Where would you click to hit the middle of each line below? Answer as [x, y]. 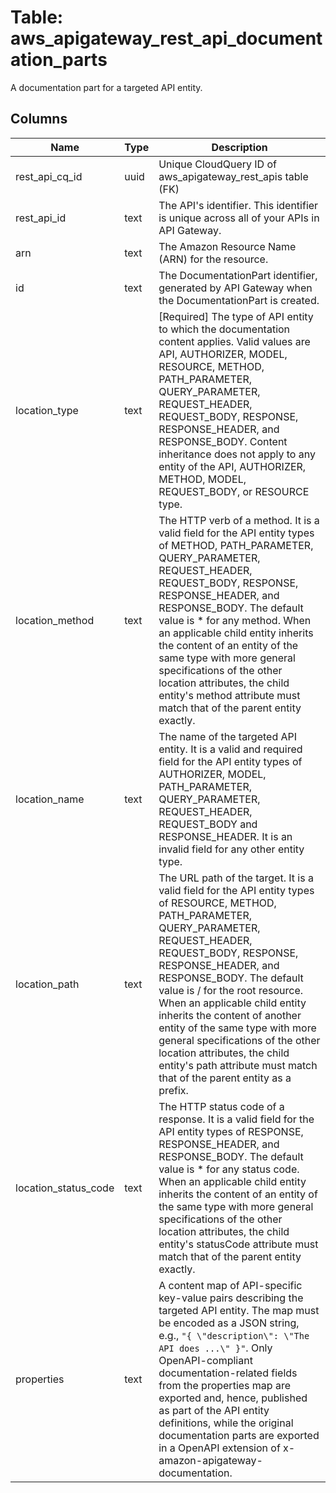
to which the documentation [224, 329]
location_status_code [65, 1188]
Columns [39, 119]
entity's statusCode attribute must [238, 1244]
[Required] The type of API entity [236, 316]
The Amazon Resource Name [227, 246]
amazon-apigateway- [210, 1460]
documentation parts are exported [239, 1435]
